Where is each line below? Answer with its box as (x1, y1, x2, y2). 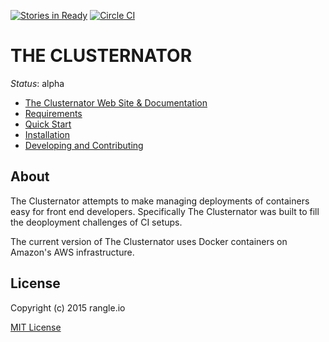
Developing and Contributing (24, 139, 144, 151)
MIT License (10, 321, 62, 333)
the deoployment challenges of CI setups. (10, 216, 183, 228)
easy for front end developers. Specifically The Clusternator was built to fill (10, 205, 320, 217)
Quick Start (24, 118, 72, 130)
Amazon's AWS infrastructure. (10, 246, 135, 258)
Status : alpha (10, 77, 65, 89)
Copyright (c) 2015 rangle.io (10, 301, 126, 314)
